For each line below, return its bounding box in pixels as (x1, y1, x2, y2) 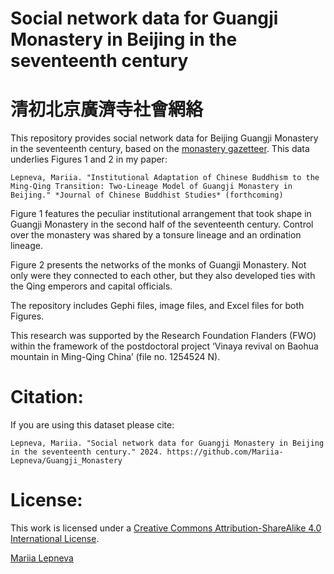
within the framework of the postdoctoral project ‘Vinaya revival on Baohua (10, 340, 319, 352)
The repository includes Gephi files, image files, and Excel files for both (10, 300, 305, 312)
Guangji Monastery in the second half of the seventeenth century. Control (10, 218, 314, 231)
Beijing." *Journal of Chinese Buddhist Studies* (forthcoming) (10, 190, 284, 201)
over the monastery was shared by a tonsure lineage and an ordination (10, 229, 302, 241)
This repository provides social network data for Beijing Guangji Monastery (10, 132, 319, 144)
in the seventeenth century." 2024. (10, 447, 163, 457)
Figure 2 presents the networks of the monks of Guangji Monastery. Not (10, 259, 307, 271)
